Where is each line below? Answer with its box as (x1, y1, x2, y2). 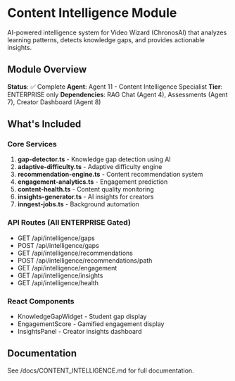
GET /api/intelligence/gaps (17, 234, 95, 242)
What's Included (7, 118, 82, 130)
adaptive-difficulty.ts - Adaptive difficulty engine (17, 163, 163, 171)
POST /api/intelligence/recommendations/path (17, 256, 153, 265)
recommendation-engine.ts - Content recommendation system (17, 170, 203, 179)
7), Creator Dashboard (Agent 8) (7, 97, 101, 106)
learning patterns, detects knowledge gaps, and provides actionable (7, 35, 205, 44)
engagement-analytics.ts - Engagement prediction (17, 177, 168, 186)
